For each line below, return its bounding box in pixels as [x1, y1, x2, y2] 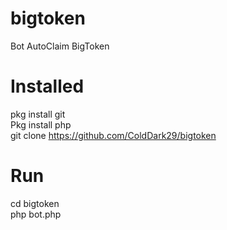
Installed [10, 75, 85, 98]
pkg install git [10, 108, 66, 120]
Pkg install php [10, 118, 72, 131]
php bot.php [10, 208, 62, 220]
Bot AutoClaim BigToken [10, 40, 110, 52]
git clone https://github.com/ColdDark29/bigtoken [10, 129, 217, 141]
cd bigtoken [10, 197, 60, 209]
